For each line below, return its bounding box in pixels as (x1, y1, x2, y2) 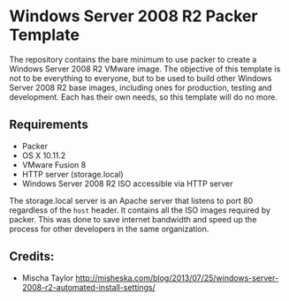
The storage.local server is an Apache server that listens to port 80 (9, 195, 254, 206)
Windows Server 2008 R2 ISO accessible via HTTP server (21, 178, 233, 189)
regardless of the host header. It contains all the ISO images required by (9, 205, 271, 215)
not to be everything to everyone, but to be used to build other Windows (9, 72, 272, 83)
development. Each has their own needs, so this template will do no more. (9, 91, 278, 102)
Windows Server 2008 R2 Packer (9, 6, 258, 26)
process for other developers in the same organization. (9, 223, 209, 234)
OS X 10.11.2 (21, 150, 66, 161)
